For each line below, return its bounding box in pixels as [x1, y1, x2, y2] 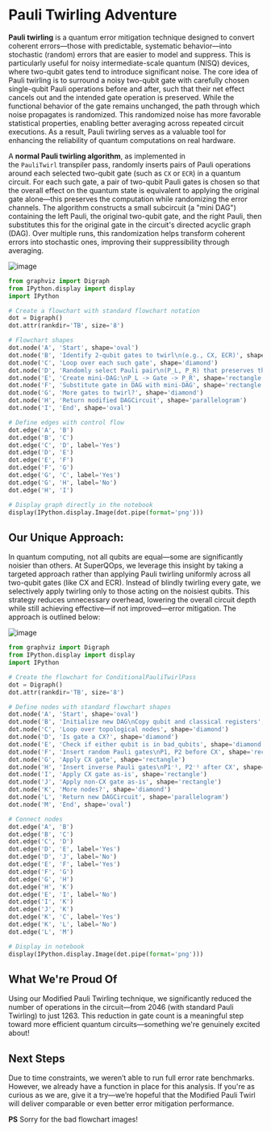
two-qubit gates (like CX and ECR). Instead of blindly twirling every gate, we [8, 578, 261, 588]
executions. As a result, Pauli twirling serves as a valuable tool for [8, 127, 227, 137]
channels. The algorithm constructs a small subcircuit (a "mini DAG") [8, 202, 236, 212]
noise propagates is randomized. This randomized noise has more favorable [8, 109, 261, 119]
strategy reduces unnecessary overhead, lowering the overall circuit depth [8, 595, 256, 605]
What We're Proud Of [8, 972, 118, 986]
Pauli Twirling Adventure [8, 6, 177, 24]
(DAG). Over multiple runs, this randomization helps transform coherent [8, 228, 246, 238]
